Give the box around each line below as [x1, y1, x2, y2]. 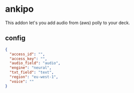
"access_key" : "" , [9, 56, 48, 61]
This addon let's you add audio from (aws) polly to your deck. [5, 20, 130, 26]
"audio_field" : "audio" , [9, 61, 61, 66]
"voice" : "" [9, 79, 34, 84]
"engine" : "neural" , [9, 65, 52, 70]
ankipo [5, 3, 34, 15]
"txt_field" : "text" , [9, 70, 54, 75]
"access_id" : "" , [9, 52, 45, 57]
